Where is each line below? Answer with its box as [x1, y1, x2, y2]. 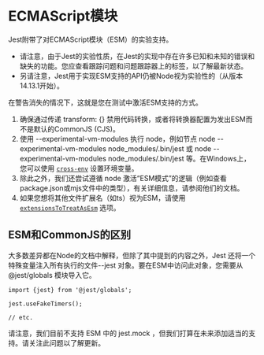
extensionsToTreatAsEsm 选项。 [19, 202, 121, 213]
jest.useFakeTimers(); [8, 300, 83, 308]
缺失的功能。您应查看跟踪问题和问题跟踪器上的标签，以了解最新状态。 [19, 61, 248, 71]
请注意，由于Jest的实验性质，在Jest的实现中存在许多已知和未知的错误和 [19, 51, 255, 61]
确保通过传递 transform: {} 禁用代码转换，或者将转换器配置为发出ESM [19, 114, 246, 124]
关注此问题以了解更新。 [28, 338, 105, 347]
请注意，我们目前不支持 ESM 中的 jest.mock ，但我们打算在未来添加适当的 [8, 328, 249, 338]
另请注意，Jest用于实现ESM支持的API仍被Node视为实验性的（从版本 [19, 71, 243, 80]
